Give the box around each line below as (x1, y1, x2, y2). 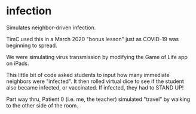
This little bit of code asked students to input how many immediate (6, 71, 170, 78)
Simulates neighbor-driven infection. (6, 24, 96, 31)
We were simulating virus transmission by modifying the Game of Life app (6, 53, 188, 60)
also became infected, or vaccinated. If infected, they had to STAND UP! (6, 84, 184, 91)
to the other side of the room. (6, 101, 79, 109)
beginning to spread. (6, 42, 57, 49)
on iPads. (6, 60, 29, 67)
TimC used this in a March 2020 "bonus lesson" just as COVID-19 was (6, 35, 179, 42)
